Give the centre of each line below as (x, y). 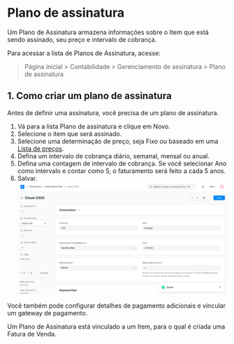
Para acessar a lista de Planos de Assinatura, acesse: (84, 53)
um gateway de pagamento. (47, 313)
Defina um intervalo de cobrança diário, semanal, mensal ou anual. (114, 156)
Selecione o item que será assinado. (70, 133)
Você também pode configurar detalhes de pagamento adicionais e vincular (116, 306)
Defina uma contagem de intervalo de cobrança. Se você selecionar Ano (122, 163)
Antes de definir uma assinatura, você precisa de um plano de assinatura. (113, 112)
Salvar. (27, 178)
